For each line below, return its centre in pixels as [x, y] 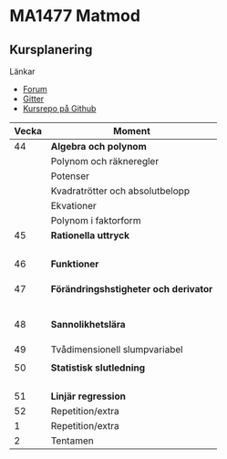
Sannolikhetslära [88, 324]
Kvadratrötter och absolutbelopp [120, 191]
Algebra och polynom [99, 146]
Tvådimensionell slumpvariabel [117, 349]
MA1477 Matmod [75, 16]
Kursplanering [51, 50]
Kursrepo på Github [59, 109]
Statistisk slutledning [98, 368]
